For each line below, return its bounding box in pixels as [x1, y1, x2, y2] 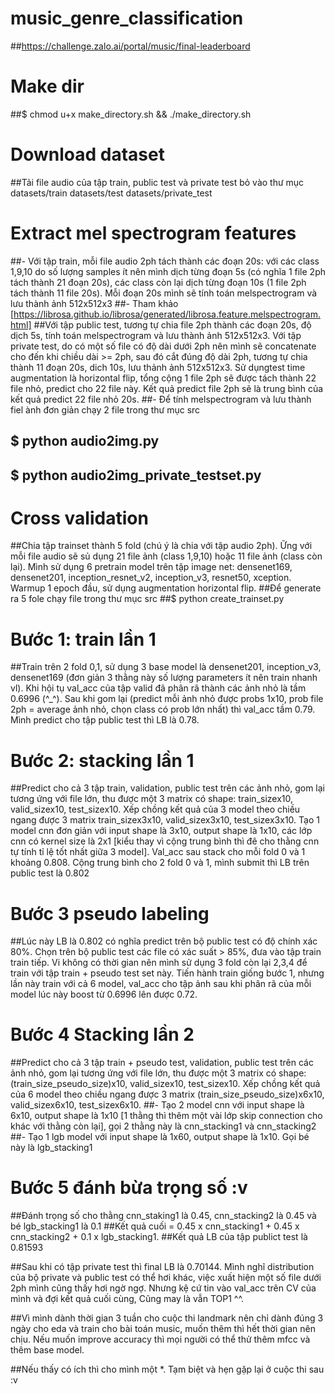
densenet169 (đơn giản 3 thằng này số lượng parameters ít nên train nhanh [10, 672, 318, 684]
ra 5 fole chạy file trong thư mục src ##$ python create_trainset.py [10, 593, 285, 605]
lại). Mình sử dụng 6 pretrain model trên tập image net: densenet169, [10, 561, 293, 573]
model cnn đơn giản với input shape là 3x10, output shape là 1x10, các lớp [10, 825, 313, 837]
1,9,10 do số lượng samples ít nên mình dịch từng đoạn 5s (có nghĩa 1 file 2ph [10, 265, 326, 277]
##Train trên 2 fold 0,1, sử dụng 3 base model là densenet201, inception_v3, [10, 661, 322, 673]
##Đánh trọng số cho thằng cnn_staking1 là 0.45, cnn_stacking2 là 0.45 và [10, 1210, 317, 1222]
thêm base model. [10, 1344, 85, 1356]
